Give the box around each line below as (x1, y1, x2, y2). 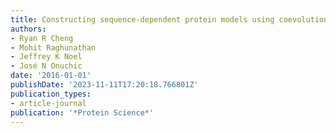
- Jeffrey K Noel (10, 52, 83, 62)
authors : (10, 24, 47, 34)
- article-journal (10, 98, 87, 108)
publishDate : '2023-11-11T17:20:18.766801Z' (10, 80, 199, 90)
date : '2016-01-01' (10, 71, 92, 81)
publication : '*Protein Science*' (10, 107, 155, 118)
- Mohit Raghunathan (10, 42, 97, 53)
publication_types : (10, 89, 92, 99)
